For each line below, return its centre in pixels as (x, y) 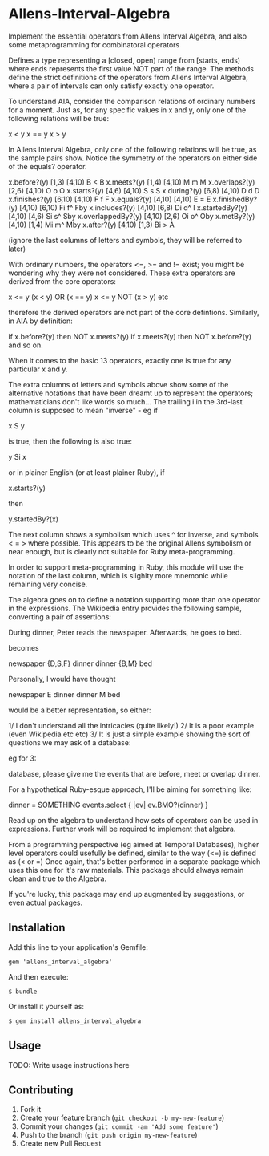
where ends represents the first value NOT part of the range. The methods (131, 68)
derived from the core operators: (62, 281)
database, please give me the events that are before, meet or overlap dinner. (134, 773)
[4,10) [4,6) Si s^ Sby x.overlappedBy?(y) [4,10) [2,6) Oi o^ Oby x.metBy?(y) (132, 216)
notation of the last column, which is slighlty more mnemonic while (118, 575)
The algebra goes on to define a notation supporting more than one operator (134, 599)
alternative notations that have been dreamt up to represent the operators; (131, 393)
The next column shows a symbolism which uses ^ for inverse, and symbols (133, 534)
